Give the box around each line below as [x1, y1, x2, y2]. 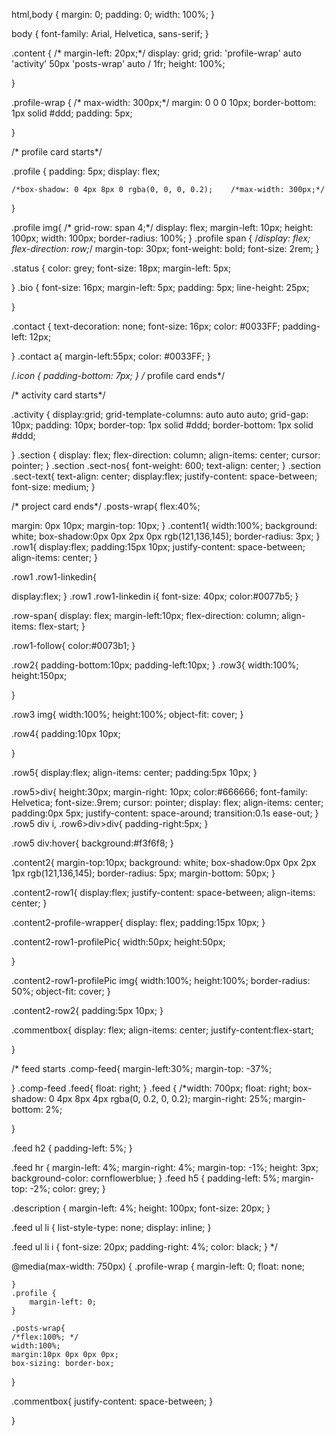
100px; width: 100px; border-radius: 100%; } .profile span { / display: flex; [11, 232, 311, 244]
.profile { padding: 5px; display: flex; [11, 165, 161, 177]
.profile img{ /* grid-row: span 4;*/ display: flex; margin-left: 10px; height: [11, 222, 314, 233]
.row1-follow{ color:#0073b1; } [11, 640, 136, 651]
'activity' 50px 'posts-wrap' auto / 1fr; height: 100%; [11, 58, 226, 69]
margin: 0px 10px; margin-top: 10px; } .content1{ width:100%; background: [11, 520, 318, 531]
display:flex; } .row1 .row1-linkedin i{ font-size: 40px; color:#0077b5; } [11, 590, 299, 602]
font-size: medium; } [11, 481, 96, 493]
